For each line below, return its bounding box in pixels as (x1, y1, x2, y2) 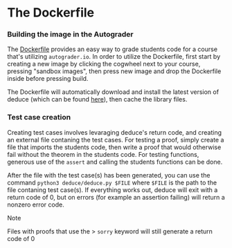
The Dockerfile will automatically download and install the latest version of (7, 88, 220, 96)
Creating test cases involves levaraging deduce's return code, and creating (7, 128, 222, 136)
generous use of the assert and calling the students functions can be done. (7, 158, 223, 166)
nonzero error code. (7, 200, 64, 209)
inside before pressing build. (7, 75, 89, 83)
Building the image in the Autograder (7, 30, 134, 39)
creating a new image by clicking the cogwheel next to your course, (7, 60, 201, 68)
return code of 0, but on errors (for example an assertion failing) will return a (7, 193, 225, 201)
